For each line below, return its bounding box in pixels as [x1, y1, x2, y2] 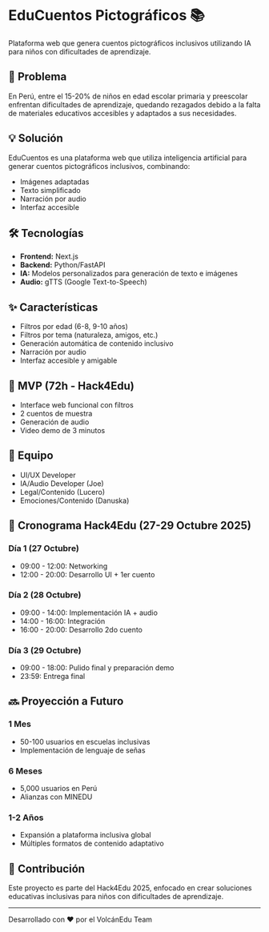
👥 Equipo [8, 449, 54, 463]
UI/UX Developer [19, 470, 76, 480]
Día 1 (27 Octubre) [8, 543, 80, 554]
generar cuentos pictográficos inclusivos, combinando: [8, 161, 191, 171]
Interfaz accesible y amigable [19, 356, 118, 365]
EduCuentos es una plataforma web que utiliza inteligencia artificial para [8, 153, 247, 163]
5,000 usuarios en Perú [19, 784, 98, 793]
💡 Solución [8, 131, 64, 145]
